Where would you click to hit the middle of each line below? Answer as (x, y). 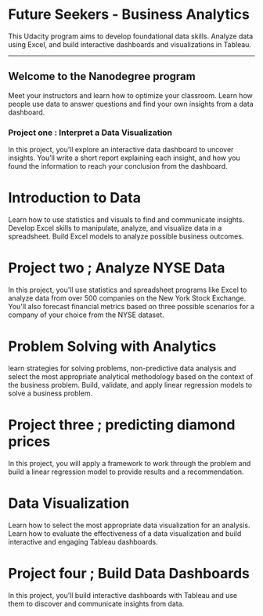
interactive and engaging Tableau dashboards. (83, 541)
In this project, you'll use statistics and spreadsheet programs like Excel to (128, 290)
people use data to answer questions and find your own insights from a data (131, 104)
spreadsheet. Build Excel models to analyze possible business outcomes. (126, 236)
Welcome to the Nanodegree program (102, 77)
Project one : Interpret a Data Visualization (90, 133)
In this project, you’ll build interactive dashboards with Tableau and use (123, 595)
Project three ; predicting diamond (122, 425)
